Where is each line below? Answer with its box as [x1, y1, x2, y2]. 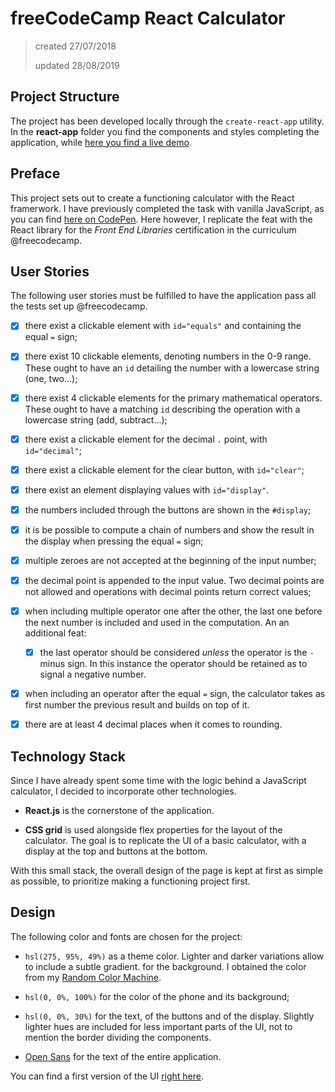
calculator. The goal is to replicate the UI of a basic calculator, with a [24, 835, 307, 847]
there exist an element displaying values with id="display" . [24, 483, 270, 496]
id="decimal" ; [24, 444, 82, 456]
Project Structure [10, 88, 120, 106]
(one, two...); [24, 372, 78, 384]
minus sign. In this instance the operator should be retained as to [39, 658, 308, 670]
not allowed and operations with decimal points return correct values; [24, 586, 312, 597]
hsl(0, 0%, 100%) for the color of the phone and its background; [24, 990, 290, 1002]
